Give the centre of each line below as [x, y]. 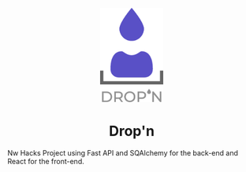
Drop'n [132, 131]
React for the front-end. [46, 161]
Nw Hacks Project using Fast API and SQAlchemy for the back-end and [123, 152]
